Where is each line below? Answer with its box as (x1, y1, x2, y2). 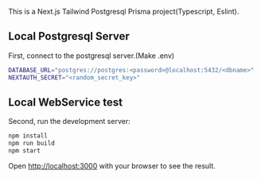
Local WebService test (8, 95, 123, 109)
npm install (8, 132, 48, 140)
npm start (8, 147, 41, 155)
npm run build (8, 139, 56, 148)
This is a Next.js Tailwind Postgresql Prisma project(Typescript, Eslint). (8, 7, 240, 16)
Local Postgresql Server (8, 29, 130, 43)
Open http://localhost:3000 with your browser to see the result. (8, 161, 216, 170)
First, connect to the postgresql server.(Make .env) (8, 51, 175, 60)
